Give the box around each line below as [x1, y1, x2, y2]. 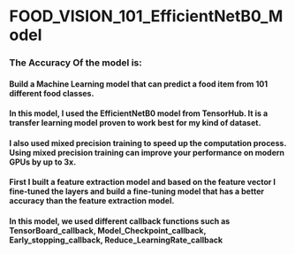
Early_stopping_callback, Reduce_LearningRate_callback [9, 235, 223, 245]
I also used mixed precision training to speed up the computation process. [9, 137, 287, 148]
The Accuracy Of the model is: [9, 57, 143, 69]
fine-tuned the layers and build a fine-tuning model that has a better [9, 186, 265, 196]
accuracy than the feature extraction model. [9, 196, 175, 206]
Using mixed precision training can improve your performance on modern [9, 147, 285, 158]
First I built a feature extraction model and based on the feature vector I [9, 177, 276, 188]
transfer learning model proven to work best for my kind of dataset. [9, 118, 261, 128]
